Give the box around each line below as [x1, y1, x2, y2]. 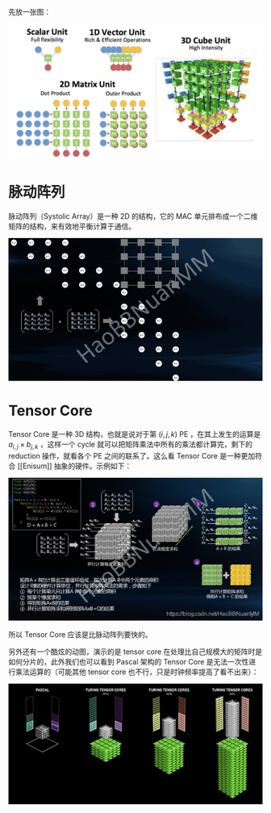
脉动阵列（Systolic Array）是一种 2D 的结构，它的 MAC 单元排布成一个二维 [8, 211, 258, 220]
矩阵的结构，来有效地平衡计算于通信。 [8, 221, 135, 231]
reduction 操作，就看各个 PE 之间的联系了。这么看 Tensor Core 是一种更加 [8, 451, 256, 460]
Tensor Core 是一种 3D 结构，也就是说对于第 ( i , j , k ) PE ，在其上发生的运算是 [8, 430, 261, 439]
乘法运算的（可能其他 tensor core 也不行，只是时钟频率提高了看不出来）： [15, 667, 260, 677]
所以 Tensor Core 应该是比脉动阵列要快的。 [8, 630, 153, 639]
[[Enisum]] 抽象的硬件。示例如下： [17, 461, 132, 471]
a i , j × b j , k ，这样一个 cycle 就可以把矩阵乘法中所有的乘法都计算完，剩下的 [8, 439, 252, 451]
